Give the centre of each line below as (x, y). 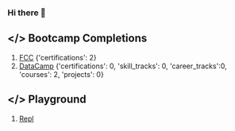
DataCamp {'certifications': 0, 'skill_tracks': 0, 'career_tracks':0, (123, 66)
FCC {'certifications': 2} (58, 57)
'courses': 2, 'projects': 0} (61, 74)
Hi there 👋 (27, 13)
